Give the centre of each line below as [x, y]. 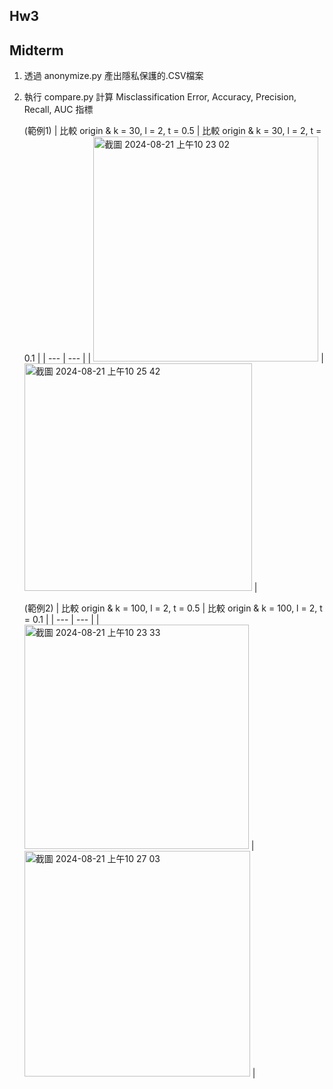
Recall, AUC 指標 [58, 110]
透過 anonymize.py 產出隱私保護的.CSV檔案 [113, 76]
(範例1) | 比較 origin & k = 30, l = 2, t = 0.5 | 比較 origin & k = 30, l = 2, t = [172, 131]
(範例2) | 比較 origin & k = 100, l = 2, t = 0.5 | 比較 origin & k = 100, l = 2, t [173, 608]
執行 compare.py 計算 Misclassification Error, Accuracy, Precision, [160, 97]
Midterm [36, 50]
